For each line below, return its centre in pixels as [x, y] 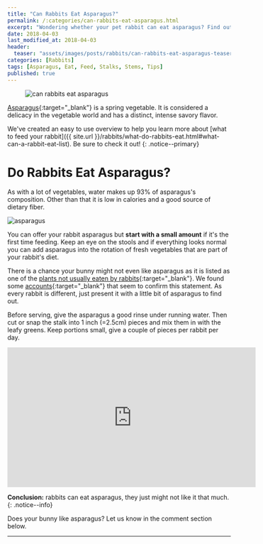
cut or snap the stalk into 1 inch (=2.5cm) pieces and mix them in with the [114, 322]
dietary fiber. [26, 207]
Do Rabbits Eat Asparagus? [89, 172]
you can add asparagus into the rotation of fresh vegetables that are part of [118, 250]
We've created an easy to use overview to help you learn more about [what [117, 129]
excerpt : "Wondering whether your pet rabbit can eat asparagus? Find [114, 27]
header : [19, 47]
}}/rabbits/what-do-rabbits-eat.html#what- [157, 136]
